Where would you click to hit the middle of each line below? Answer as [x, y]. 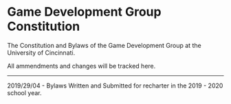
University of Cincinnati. [41, 53]
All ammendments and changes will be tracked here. [81, 66]
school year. [24, 92]
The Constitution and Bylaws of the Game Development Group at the [104, 45]
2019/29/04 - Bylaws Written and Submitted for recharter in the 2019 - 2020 [115, 86]
